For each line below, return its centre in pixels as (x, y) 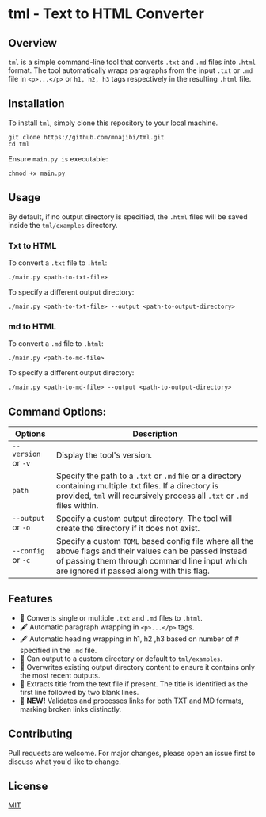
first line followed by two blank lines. (79, 692)
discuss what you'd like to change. (65, 762)
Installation (36, 104)
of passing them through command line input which (152, 561)
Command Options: (57, 411)
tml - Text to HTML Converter (106, 14)
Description (155, 434)
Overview (33, 43)
